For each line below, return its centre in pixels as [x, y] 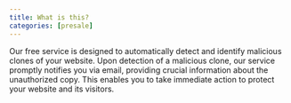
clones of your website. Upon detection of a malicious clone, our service [142, 60]
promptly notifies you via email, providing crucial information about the [139, 70]
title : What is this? [49, 17]
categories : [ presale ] [51, 26]
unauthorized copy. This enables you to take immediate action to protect [142, 79]
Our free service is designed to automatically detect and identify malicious [145, 51]
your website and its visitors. [62, 89]
